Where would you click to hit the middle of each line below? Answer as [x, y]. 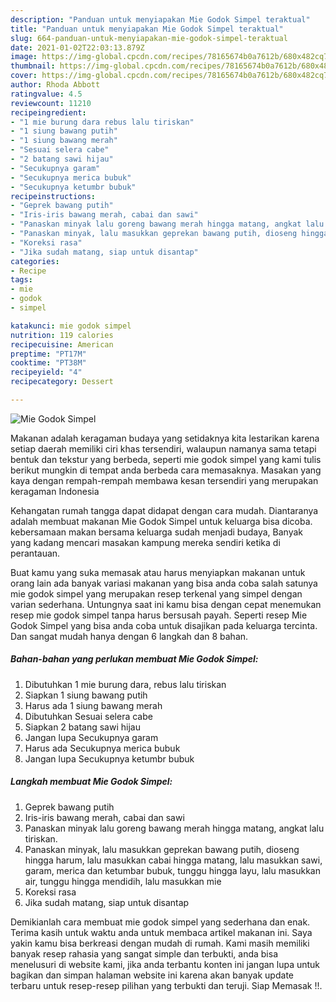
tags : [21, 280]
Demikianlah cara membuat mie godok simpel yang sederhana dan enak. [160, 922]
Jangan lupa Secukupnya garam [91, 737]
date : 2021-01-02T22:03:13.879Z [77, 47]
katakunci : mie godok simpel [71, 326]
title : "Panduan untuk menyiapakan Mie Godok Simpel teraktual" [147, 29]
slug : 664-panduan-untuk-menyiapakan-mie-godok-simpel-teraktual [149, 38]
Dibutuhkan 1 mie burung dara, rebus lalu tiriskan [125, 684]
